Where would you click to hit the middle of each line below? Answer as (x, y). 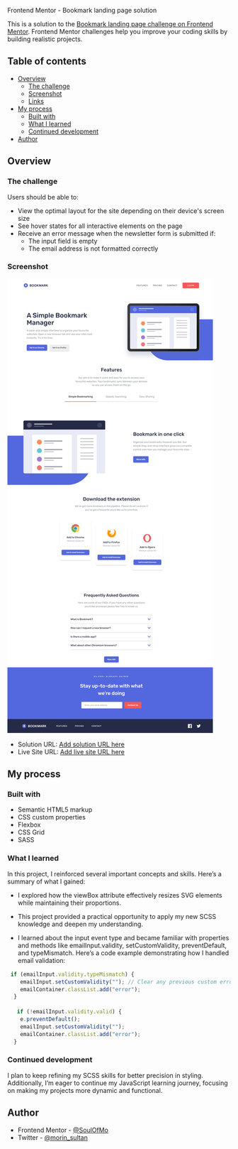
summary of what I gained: (46, 881)
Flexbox (29, 825)
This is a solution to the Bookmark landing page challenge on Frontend (110, 24)
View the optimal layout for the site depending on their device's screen (121, 211)
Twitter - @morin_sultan (53, 1137)
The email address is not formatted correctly (93, 249)
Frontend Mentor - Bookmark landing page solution (82, 10)
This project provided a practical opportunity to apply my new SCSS (117, 916)
